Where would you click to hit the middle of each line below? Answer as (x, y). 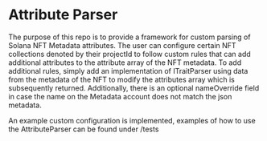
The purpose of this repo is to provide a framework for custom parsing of (129, 37)
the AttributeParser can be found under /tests (84, 129)
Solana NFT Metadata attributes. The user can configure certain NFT (122, 45)
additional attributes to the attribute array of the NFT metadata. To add (125, 62)
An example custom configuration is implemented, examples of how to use (132, 120)
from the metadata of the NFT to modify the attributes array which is (121, 79)
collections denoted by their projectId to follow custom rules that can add (129, 54)
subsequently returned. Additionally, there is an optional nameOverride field (134, 88)
